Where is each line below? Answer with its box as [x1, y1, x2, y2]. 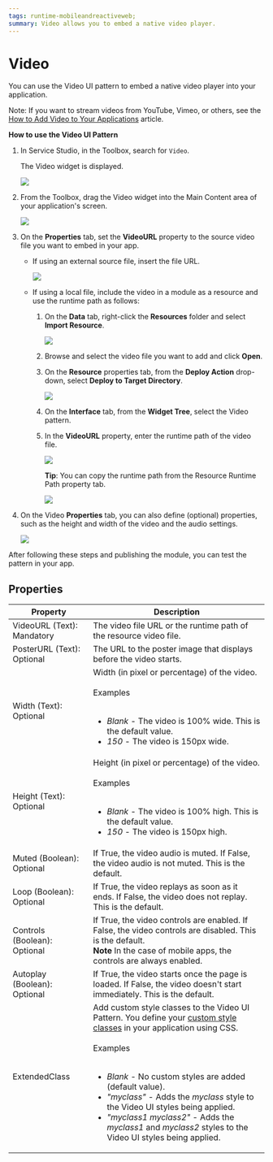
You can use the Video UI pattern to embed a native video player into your [8, 81, 256, 91]
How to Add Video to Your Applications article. [8, 115, 164, 124]
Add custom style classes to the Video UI [93, 1002, 250, 1013]
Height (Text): [12, 791, 66, 802]
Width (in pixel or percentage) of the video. [93, 667, 258, 679]
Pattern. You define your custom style [93, 1012, 237, 1024]
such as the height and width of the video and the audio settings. [19, 519, 238, 529]
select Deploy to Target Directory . [67, 375, 183, 386]
